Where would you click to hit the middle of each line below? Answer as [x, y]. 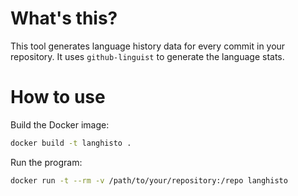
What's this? [64, 18]
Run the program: [46, 162]
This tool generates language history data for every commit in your [148, 46]
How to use [58, 97]
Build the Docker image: [60, 124]
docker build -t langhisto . [71, 143]
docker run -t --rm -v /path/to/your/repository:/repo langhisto [149, 180]
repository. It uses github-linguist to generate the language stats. [147, 56]
